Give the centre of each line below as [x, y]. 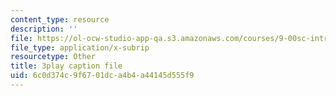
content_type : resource [60, 19]
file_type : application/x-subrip [80, 47]
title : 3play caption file [66, 66]
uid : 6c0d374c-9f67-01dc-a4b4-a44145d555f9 [102, 76]
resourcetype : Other [53, 57]
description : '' [44, 29]
